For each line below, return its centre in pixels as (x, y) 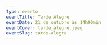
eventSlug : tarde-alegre (36, 33)
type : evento (22, 11)
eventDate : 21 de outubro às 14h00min (53, 22)
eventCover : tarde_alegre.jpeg (44, 28)
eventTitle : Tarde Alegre (38, 17)
